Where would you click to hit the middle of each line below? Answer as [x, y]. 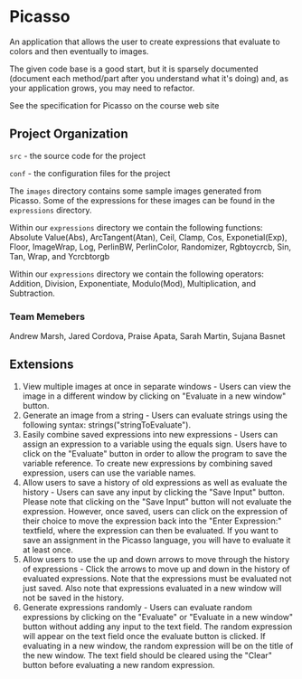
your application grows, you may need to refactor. [102, 88]
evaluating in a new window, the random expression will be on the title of [158, 646]
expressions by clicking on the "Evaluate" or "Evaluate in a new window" [158, 617]
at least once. [48, 550]
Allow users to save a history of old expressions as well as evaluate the [155, 482]
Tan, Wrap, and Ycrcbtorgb [60, 256]
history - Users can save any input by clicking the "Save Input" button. [153, 492]
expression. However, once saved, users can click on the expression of [155, 511]
